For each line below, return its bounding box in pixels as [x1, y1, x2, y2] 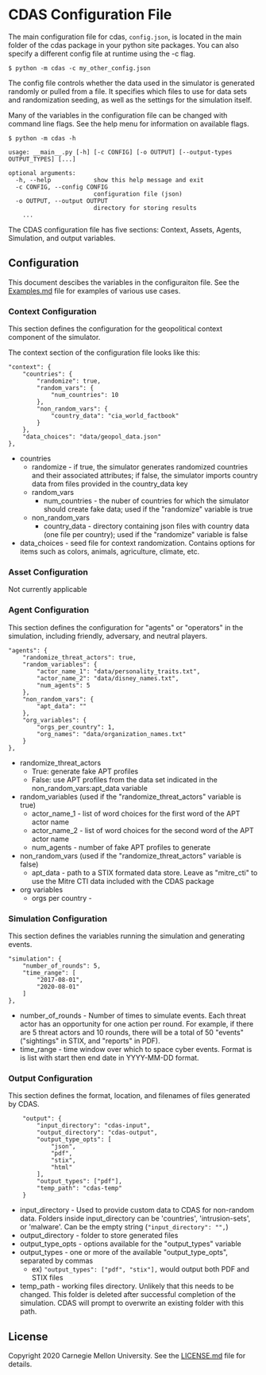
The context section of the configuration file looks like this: [8, 348, 201, 357]
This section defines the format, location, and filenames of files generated [8, 1091, 251, 1100]
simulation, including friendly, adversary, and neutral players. [8, 631, 208, 641]
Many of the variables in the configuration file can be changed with [8, 110, 228, 120]
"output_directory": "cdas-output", [37, 1128, 158, 1137]
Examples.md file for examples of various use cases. [8, 286, 181, 295]
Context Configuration [8, 306, 97, 317]
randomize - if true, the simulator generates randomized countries [31, 462, 249, 472]
